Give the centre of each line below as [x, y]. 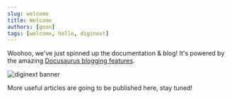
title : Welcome [30, 20]
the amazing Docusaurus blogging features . [71, 61]
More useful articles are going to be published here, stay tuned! [100, 88]
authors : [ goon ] [31, 27]
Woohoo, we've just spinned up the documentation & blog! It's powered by [116, 53]
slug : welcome [28, 14]
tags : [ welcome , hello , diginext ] [58, 33]
